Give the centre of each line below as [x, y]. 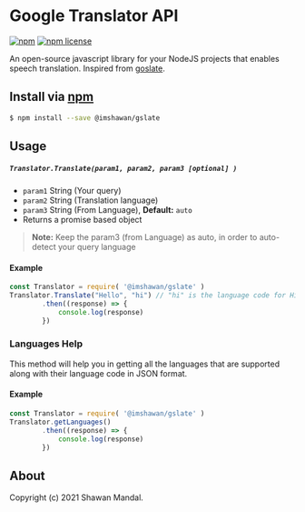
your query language [97, 246]
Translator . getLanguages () [60, 422]
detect [44, 246]
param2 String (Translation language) [90, 200]
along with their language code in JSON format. [98, 373]
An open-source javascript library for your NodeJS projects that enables [144, 58]
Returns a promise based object [82, 219]
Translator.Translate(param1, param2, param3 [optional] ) [123, 168]
